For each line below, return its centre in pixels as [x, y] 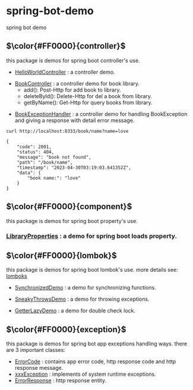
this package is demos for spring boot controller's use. [73, 60]
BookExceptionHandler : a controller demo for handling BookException [101, 114]
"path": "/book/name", [45, 162]
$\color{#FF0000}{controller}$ [66, 46]
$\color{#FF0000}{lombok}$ [61, 255]
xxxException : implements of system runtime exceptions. [85, 374]
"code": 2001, [34, 147]
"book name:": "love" [54, 178]
